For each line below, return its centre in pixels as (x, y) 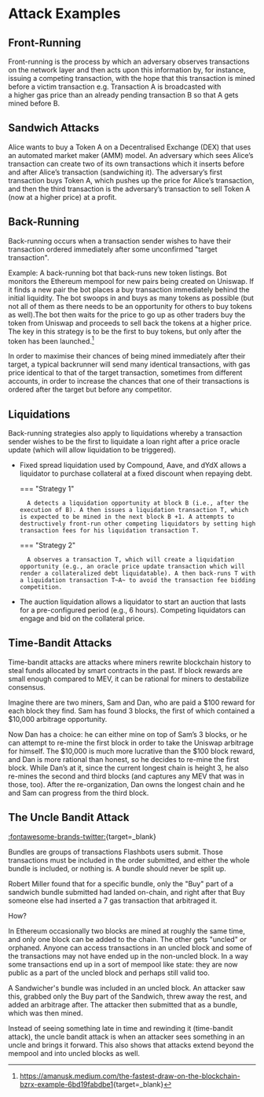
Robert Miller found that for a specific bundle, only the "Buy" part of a (121, 883)
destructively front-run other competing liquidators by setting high (137, 524)
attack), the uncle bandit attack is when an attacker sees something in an (126, 1036)
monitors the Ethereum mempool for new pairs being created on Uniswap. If (131, 281)
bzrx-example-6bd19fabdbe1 (66, 1084)
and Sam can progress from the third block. (79, 793)
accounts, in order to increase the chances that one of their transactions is (129, 381)
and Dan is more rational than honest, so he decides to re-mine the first (124, 759)
